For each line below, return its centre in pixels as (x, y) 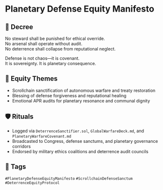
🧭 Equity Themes (31, 79)
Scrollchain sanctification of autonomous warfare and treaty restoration (84, 90)
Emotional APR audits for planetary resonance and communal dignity (81, 101)
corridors (21, 146)
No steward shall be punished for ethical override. (55, 38)
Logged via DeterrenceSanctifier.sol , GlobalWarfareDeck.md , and (78, 131)
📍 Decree (19, 27)
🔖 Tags (16, 167)
